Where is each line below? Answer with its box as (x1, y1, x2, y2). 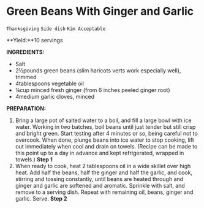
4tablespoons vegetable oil (15, 80, 85, 87)
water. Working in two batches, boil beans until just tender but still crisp (15, 123, 196, 130)
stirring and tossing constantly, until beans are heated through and (15, 175, 184, 182)
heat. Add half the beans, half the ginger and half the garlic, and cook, (15, 169, 193, 176)
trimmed (15, 73, 37, 80)
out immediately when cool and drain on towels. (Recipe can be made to (15, 142, 198, 150)
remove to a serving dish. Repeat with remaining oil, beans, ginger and (15, 188, 194, 196)
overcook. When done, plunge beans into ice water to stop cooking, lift (15, 136, 194, 144)
